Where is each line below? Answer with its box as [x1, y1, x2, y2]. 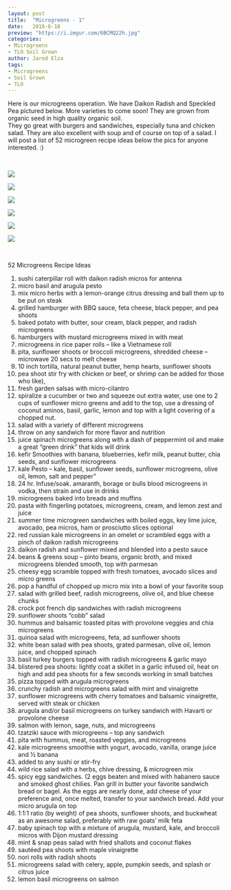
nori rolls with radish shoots [17, 853, 97, 862]
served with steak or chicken [17, 699, 100, 707]
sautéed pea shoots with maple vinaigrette [17, 846, 139, 854]
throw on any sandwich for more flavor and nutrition [17, 428, 166, 436]
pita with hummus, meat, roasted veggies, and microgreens [17, 736, 186, 745]
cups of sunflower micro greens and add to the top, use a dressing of [17, 399, 214, 407]
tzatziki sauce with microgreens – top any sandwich [17, 729, 164, 737]
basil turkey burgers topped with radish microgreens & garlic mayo [17, 656, 207, 664]
